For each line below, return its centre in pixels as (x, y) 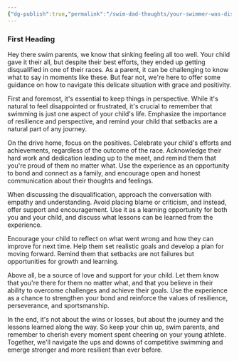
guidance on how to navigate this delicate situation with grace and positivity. (119, 85)
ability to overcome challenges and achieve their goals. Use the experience (117, 290)
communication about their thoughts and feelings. (80, 180)
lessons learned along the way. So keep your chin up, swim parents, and (113, 327)
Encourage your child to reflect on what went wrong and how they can (111, 238)
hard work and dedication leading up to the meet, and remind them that (112, 158)
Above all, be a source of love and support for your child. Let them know (113, 275)
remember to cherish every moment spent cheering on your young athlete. (117, 334)
